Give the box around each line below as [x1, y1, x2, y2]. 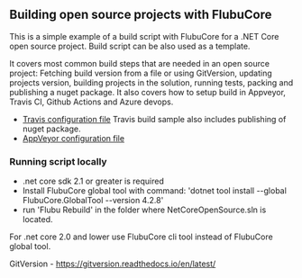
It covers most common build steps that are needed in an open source [9, 58, 270, 68]
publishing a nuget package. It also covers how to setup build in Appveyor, [9, 86, 287, 97]
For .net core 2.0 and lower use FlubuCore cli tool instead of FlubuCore [9, 231, 273, 242]
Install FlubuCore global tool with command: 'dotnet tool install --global [22, 185, 287, 196]
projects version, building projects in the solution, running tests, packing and [9, 76, 294, 88]
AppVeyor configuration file [22, 132, 124, 143]
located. [22, 214, 53, 225]
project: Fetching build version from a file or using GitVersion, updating [9, 67, 272, 78]
